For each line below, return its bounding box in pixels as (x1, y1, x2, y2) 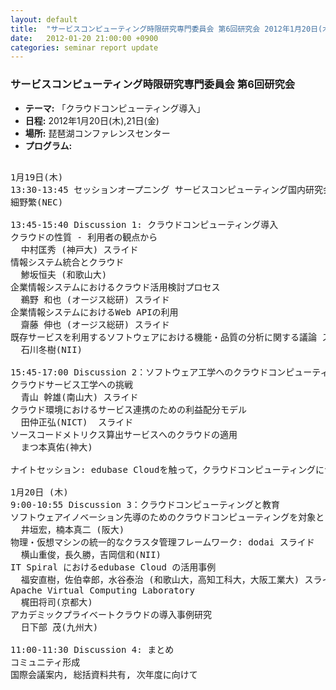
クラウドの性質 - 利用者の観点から (10, 231, 158, 243)
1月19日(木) (10, 171, 64, 183)
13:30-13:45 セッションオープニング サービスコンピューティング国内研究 (10, 184, 323, 195)
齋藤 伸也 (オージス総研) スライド (20, 319, 170, 330)
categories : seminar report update (10, 42, 159, 53)
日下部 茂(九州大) (20, 621, 99, 633)
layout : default (10, 14, 78, 25)
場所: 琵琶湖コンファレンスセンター (24, 127, 171, 139)
